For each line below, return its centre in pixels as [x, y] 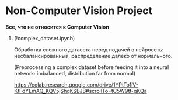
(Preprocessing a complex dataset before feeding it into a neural [91, 67]
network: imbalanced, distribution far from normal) [74, 73]
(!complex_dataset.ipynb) [44, 38]
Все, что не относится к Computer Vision [57, 27]
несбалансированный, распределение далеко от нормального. [93, 56]
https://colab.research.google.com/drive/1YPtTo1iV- [76, 85]
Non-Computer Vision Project [79, 11]
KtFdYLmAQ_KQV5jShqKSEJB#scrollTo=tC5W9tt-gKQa [80, 91]
